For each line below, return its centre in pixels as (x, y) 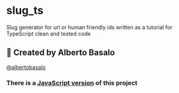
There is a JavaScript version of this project (72, 83)
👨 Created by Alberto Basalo (61, 53)
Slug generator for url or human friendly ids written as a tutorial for (89, 27)
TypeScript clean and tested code (49, 33)
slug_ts (25, 11)
